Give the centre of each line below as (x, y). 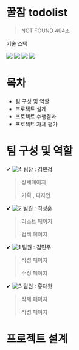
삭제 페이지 (34, 299)
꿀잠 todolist (37, 13)
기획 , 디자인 (36, 195)
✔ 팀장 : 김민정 (29, 169)
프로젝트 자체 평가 (36, 124)
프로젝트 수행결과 (36, 116)
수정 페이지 (34, 273)
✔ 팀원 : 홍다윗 (29, 286)
